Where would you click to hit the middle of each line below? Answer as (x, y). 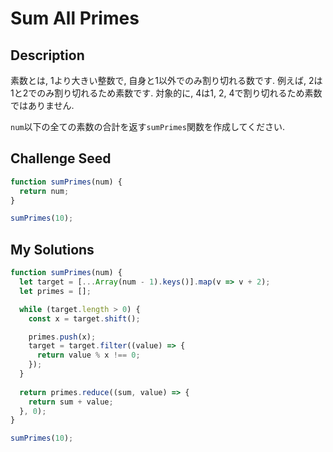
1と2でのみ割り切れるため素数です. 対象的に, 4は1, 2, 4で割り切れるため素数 (166, 93)
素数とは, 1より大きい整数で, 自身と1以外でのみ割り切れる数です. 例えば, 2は (166, 80)
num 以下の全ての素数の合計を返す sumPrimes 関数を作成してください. (148, 126)
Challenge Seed (61, 158)
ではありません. (42, 105)
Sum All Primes (75, 18)
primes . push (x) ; (62, 337)
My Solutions (52, 249)
